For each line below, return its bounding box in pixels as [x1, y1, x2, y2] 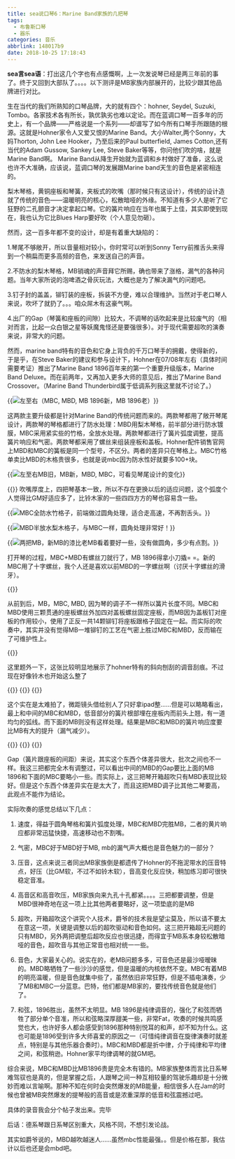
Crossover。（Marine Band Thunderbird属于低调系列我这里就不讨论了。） [7, 381, 215, 390]
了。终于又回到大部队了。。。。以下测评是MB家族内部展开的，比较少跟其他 [7, 78, 216, 86]
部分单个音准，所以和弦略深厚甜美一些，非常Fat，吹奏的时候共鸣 [29, 1014, 217, 1022]
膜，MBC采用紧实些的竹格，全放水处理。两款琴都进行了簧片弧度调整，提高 [7, 428, 224, 437]
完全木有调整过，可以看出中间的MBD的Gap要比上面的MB [50, 764, 215, 772]
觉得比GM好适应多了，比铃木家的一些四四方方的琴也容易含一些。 [13, 494, 201, 502]
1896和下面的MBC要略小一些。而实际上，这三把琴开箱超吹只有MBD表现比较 [7, 772, 227, 780]
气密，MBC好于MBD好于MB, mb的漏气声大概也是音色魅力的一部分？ [17, 843, 215, 852]
